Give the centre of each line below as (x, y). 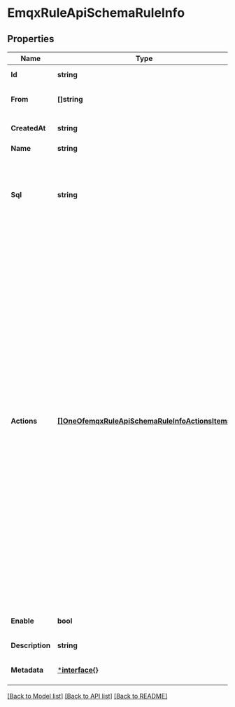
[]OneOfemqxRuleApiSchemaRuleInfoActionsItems (144, 421)
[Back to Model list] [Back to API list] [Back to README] (87, 696)
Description (31, 645)
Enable (22, 621)
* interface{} (78, 670)
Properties (31, 39)
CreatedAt (28, 128)
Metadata (27, 670)
